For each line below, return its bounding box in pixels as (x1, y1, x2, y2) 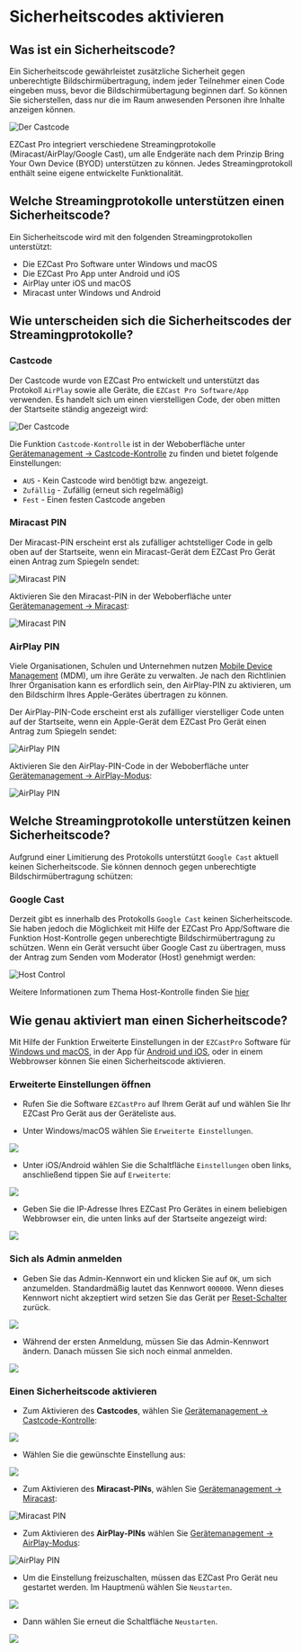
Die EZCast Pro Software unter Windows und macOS (22, 258, 217, 269)
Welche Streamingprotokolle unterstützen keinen (9, 814, 292, 829)
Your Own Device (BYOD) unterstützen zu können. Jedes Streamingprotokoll (9, 158, 293, 168)
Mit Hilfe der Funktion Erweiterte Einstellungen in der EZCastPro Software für (9, 1037, 291, 1048)
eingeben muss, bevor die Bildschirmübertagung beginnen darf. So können (9, 85, 288, 95)
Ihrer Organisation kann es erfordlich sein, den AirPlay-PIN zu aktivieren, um (9, 680, 292, 691)
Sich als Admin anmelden (9, 1253, 123, 1265)
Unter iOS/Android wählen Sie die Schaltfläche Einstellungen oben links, (22, 1160, 292, 1171)
